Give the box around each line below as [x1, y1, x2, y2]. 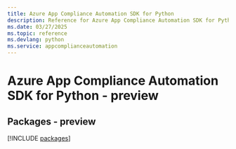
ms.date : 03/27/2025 [7, 23, 68, 30]
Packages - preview [7, 115, 96, 127]
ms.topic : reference [7, 29, 68, 37]
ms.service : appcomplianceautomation [7, 43, 118, 50]
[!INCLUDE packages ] [7, 134, 71, 142]
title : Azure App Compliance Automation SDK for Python [7, 10, 174, 17]
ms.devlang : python [7, 36, 65, 43]
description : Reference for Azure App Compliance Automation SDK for [7, 17, 216, 24]
